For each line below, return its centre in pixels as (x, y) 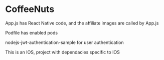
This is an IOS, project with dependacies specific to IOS (63, 52)
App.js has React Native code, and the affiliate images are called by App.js (82, 23)
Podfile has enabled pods (32, 32)
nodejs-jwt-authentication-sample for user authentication (64, 42)
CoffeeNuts (30, 9)
